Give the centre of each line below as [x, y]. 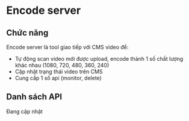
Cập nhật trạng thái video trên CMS [59, 72]
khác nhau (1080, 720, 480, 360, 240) [62, 65]
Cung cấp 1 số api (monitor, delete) [58, 78]
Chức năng [27, 33]
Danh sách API [34, 97]
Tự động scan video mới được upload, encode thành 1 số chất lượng [99, 59]
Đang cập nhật [25, 111]
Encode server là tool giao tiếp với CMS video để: [67, 47]
